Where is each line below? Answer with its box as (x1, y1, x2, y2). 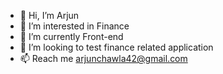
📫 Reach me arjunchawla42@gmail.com (19, 53, 188, 64)
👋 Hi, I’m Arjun (19, 10, 80, 21)
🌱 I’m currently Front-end (19, 31, 124, 42)
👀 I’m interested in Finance (19, 20, 130, 32)
